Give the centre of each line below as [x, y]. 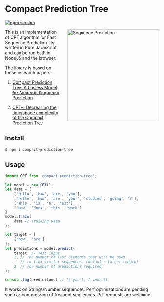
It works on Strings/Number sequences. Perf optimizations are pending [77, 289]
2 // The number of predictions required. [59, 267]
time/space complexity [35, 112]
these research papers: [29, 72]
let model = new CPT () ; [29, 185]
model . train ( [18, 217]
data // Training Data [37, 221]
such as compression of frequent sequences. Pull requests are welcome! [79, 294]
